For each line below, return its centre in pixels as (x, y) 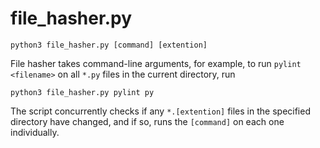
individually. (35, 132)
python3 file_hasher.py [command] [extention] (109, 45)
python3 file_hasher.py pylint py (82, 92)
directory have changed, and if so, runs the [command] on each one (147, 121)
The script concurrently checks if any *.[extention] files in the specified (160, 111)
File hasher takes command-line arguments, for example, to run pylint (156, 63)
